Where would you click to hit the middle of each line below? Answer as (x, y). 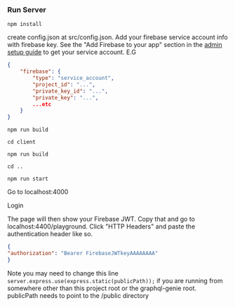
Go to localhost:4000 (38, 192)
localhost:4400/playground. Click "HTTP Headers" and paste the (101, 226)
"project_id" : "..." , (64, 84)
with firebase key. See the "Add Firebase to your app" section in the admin (115, 45)
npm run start (28, 179)
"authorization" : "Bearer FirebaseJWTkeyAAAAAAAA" (83, 254)
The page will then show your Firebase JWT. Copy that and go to (101, 219)
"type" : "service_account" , (73, 79)
